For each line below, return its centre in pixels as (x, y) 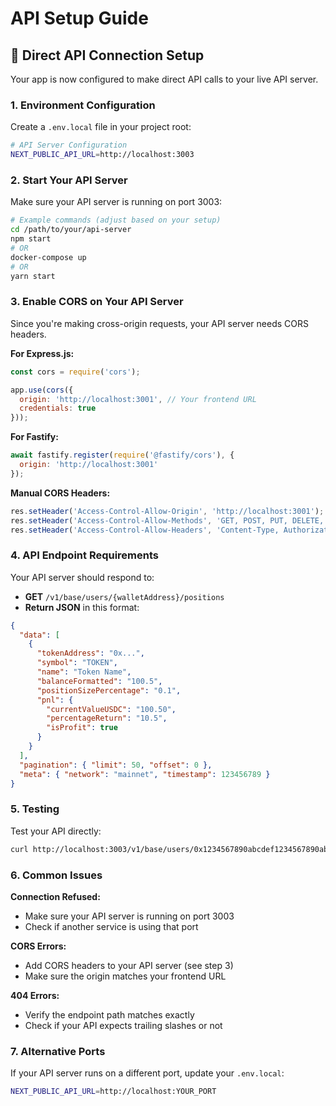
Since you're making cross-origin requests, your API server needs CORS (159, 323)
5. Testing (35, 809)
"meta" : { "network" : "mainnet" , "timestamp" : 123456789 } (145, 774)
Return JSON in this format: (82, 607)
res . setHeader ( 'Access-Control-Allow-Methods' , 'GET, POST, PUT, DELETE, (167, 520)
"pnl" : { (55, 700)
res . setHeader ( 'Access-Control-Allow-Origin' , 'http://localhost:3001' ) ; (167, 511)
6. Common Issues (56, 875)
